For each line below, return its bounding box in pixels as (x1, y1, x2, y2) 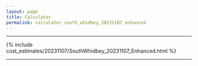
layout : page (6, 8, 38, 15)
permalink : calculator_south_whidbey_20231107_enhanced (6, 19, 146, 25)
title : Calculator (6, 14, 51, 20)
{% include (6, 41, 33, 48)
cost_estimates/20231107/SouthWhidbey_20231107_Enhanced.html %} (6, 48, 177, 55)
